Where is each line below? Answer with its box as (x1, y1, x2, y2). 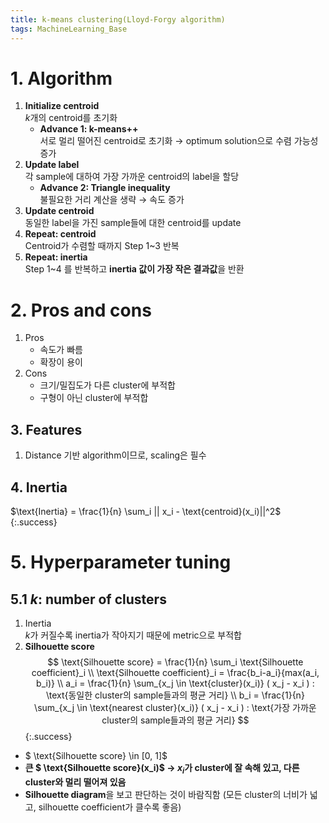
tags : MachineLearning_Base (10, 24, 128, 34)
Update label (24, 159, 80, 171)
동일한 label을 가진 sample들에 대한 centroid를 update (24, 217, 242, 229)
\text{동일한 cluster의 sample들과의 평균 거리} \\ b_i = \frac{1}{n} (45, 689, 305, 701)
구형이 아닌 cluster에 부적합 (39, 392, 149, 404)
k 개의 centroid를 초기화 (24, 112, 118, 124)
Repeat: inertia (24, 251, 88, 263)
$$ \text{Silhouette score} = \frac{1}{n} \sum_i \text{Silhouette (47, 656, 304, 668)
